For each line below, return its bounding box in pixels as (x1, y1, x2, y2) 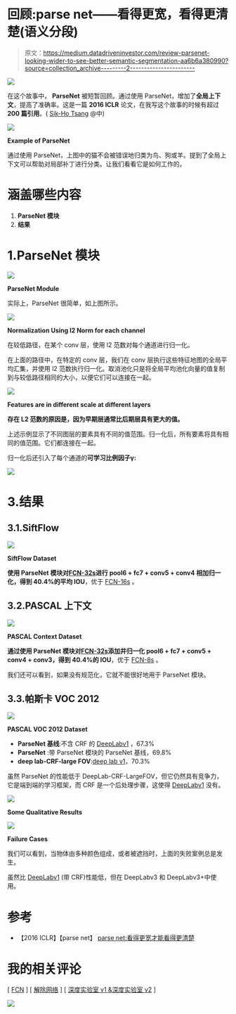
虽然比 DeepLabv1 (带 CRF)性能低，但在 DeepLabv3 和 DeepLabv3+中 (7, 873, 211, 882)
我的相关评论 (7, 961, 82, 977)
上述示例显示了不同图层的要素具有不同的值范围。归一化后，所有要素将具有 (7, 429, 223, 438)
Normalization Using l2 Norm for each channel (7, 326, 145, 334)
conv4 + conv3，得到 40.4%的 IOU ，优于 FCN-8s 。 (7, 655, 162, 664)
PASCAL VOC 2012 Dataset (7, 725, 88, 734)
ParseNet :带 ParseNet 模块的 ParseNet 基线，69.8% (17, 748, 172, 757)
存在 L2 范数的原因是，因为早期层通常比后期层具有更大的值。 (7, 415, 184, 423)
